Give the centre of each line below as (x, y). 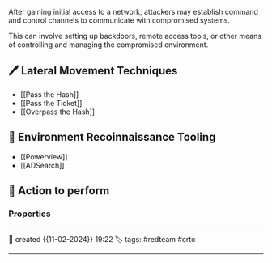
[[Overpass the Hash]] (57, 112)
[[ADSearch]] (42, 165)
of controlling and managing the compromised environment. (108, 45)
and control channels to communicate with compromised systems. (119, 20)
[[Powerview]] (44, 156)
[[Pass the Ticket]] (51, 103)
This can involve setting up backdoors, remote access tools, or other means (135, 36)
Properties (30, 214)
